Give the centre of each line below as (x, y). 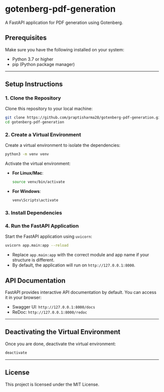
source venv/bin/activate (38, 182)
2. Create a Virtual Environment (43, 135)
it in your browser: (23, 298)
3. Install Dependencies (34, 213)
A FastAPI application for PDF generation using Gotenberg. (64, 22)
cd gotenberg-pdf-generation (35, 122)
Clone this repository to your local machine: (49, 109)
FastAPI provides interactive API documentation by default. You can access (81, 292)
